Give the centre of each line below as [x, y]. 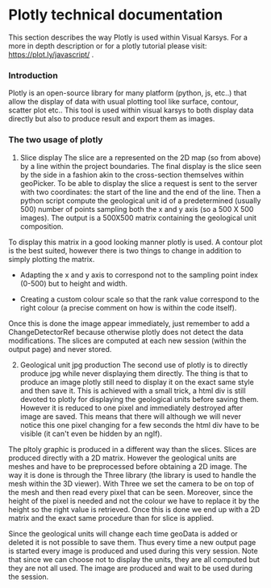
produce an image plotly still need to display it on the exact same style [137, 382]
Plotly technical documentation [116, 15]
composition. [42, 226]
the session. [29, 577]
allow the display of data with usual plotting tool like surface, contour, [123, 102]
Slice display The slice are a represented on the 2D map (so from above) [140, 157]
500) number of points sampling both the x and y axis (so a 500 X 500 [137, 209]
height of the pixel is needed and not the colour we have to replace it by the [134, 501]
